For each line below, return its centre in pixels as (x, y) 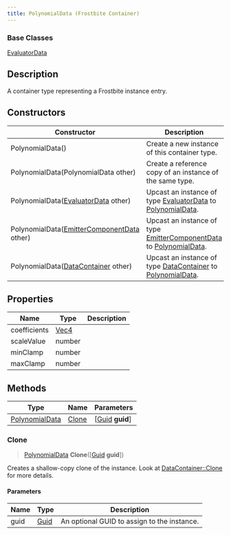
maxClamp (28, 364)
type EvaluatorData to (181, 201)
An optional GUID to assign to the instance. (130, 521)
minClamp (27, 352)
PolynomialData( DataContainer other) (71, 266)
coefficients (30, 330)
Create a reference (177, 163)
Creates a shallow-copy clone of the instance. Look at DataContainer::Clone (115, 468)
